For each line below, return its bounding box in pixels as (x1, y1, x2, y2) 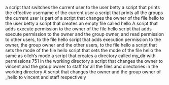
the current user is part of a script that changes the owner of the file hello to (5, 15, 164, 21)
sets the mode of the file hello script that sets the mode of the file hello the (5, 48, 161, 53)
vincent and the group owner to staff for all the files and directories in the (5, 63, 158, 69)
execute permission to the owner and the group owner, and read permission (5, 31, 164, 37)
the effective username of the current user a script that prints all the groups (5, 10, 163, 16)
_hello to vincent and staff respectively (5, 74, 86, 80)
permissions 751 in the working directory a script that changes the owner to (5, 58, 163, 64)
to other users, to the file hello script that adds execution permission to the (5, 36, 161, 42)
